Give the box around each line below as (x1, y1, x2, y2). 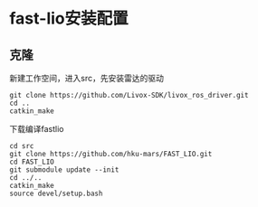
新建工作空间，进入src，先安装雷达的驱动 (9, 73, 165, 83)
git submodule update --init (9, 165, 119, 174)
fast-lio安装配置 (9, 8, 129, 29)
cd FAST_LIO (9, 157, 54, 166)
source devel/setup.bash (9, 189, 103, 198)
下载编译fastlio (9, 124, 64, 134)
